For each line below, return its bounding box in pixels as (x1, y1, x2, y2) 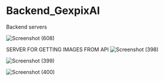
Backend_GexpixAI (6, 4, 100, 17)
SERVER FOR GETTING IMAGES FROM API (6, 45, 109, 53)
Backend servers (6, 23, 47, 30)
